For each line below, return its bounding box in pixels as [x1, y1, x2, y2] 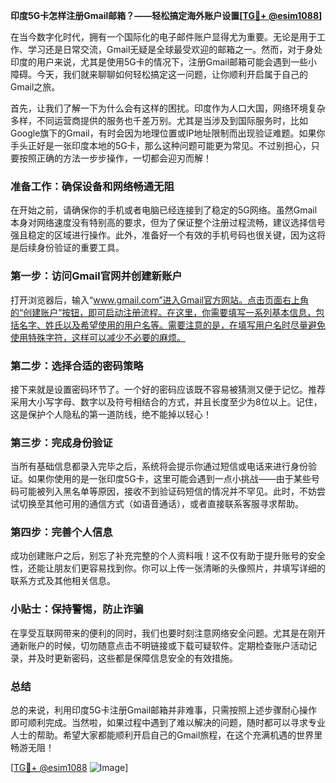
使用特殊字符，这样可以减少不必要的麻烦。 [10, 331, 186, 343]
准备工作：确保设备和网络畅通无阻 [10, 179, 175, 193]
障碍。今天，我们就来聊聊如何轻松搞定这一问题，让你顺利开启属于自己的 [10, 69, 308, 80]
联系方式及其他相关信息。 [10, 575, 116, 587]
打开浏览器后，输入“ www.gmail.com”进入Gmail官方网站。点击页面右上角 [10, 294, 309, 306]
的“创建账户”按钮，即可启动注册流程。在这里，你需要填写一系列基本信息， [10, 306, 317, 318]
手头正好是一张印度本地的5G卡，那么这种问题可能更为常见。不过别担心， [10, 140, 312, 151]
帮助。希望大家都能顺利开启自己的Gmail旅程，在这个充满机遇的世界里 [36, 729, 323, 741]
